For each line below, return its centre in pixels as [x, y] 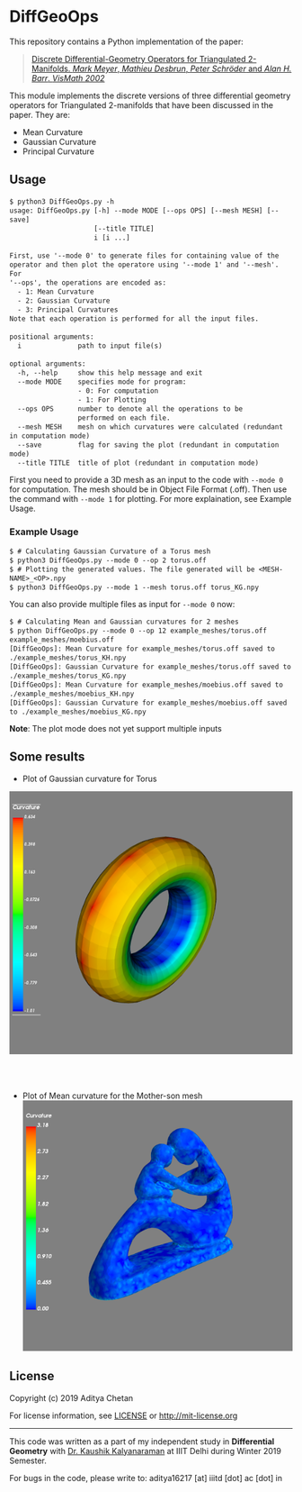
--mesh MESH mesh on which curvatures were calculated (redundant [150, 427]
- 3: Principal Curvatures [68, 309]
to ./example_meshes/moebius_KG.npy [78, 712]
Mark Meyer [95, 68]
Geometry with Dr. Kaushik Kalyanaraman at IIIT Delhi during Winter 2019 [145, 1451]
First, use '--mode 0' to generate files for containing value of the [144, 255]
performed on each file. [124, 418]
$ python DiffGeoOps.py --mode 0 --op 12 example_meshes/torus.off [138, 631]
